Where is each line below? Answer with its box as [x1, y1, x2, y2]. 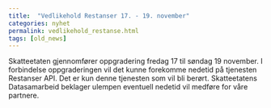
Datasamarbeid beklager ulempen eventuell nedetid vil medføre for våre [8, 82, 248, 92]
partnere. [8, 90, 40, 101]
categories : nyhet [8, 19, 70, 27]
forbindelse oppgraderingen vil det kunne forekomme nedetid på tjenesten [8, 65, 257, 75]
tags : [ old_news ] [8, 34, 67, 43]
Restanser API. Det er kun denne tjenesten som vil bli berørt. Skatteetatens [8, 73, 257, 83]
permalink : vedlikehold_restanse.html [8, 27, 139, 35]
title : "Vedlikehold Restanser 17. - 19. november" [8, 11, 190, 20]
